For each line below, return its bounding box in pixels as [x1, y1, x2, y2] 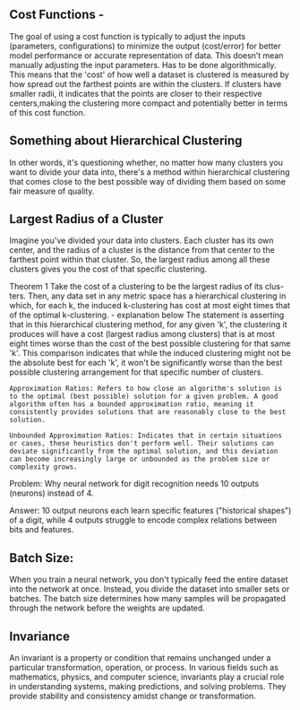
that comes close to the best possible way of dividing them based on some [9, 176, 287, 186]
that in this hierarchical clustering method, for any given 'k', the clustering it [9, 319, 288, 330]
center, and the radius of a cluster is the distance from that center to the [9, 245, 275, 255]
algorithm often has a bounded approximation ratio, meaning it [9, 400, 254, 409]
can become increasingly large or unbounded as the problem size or [9, 455, 270, 464]
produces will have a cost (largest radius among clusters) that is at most [9, 329, 276, 340]
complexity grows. [9, 463, 78, 472]
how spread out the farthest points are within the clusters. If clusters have [9, 78, 282, 89]
